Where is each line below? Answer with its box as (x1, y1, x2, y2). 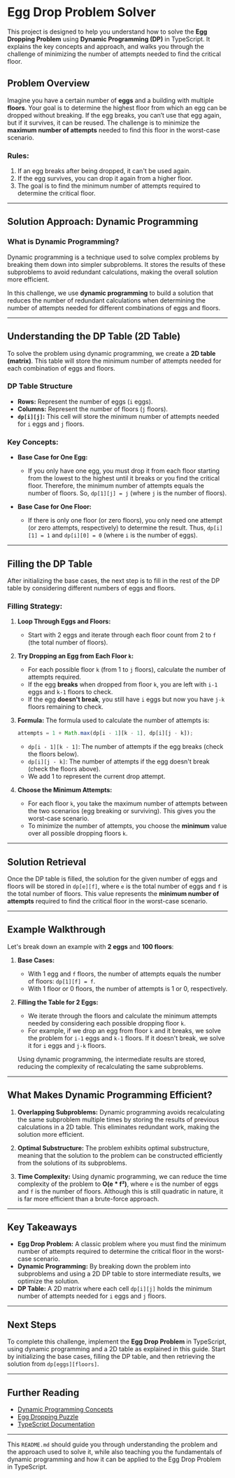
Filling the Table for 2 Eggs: (17, 997, 99, 1006)
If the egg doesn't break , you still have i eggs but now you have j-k (27, 695, 225, 704)
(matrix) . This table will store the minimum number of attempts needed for (7, 357, 222, 365)
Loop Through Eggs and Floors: (17, 617, 111, 626)
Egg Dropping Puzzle (17, 1413, 79, 1421)
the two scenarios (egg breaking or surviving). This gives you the (27, 807, 216, 815)
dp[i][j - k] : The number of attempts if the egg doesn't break (27, 757, 210, 766)
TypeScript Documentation (17, 1420, 96, 1428)
